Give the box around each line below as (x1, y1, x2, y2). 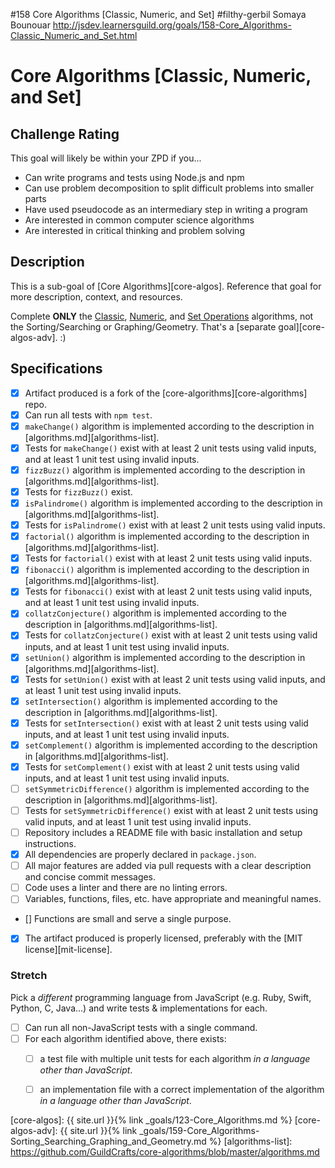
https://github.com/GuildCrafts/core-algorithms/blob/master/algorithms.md (10, 1145, 320, 1158)
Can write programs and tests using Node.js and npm (24, 172, 245, 183)
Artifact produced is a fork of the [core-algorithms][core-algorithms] (24, 387, 308, 399)
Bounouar (10, 19, 51, 31)
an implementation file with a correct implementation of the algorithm (39, 1083, 325, 1095)
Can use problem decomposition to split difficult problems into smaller (24, 182, 315, 194)
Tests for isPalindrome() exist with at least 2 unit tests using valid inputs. (24, 519, 326, 531)
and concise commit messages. (24, 871, 157, 883)
